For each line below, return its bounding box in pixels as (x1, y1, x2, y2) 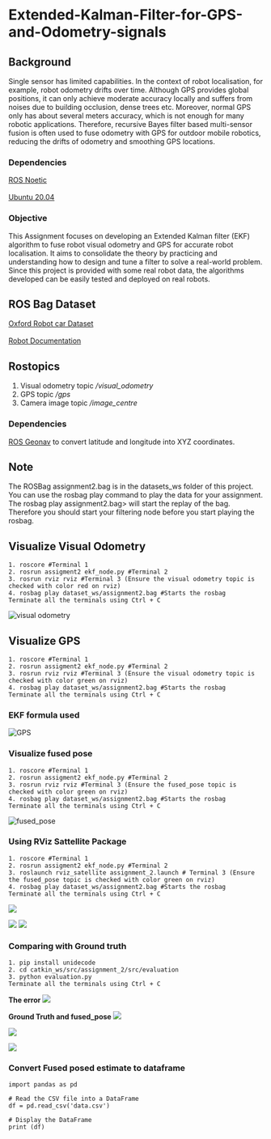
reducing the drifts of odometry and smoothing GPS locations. (8, 137, 216, 146)
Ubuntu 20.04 (8, 193, 55, 202)
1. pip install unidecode (8, 959, 95, 968)
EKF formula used (8, 709, 80, 721)
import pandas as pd (8, 1081, 78, 1089)
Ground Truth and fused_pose (8, 1012, 112, 1022)
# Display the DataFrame (8, 1116, 92, 1124)
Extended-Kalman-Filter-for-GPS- (8, 6, 243, 24)
